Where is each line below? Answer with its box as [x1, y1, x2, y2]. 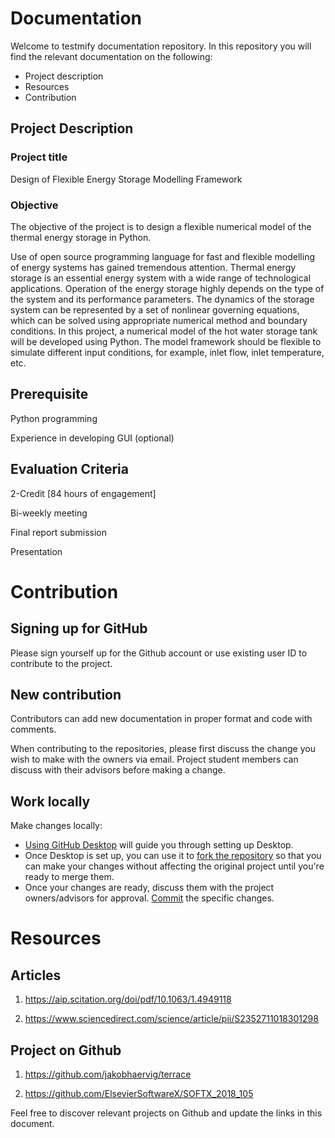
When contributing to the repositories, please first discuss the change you [10, 743, 316, 755]
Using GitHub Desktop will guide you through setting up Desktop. [24, 839, 294, 851]
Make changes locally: [10, 820, 103, 832]
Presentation [10, 545, 63, 557]
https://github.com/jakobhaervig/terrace [24, 1068, 192, 1080]
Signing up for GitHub [10, 620, 148, 637]
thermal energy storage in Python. [10, 231, 152, 243]
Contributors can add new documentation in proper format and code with [10, 713, 313, 725]
